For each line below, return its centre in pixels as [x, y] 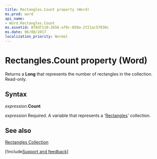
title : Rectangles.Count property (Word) [47, 9]
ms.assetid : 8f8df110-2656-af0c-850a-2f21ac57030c [57, 28]
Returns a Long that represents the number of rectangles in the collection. [79, 74]
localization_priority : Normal [36, 37]
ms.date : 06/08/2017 [26, 32]
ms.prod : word [19, 14]
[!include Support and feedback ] [37, 152]
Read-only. [16, 79]
